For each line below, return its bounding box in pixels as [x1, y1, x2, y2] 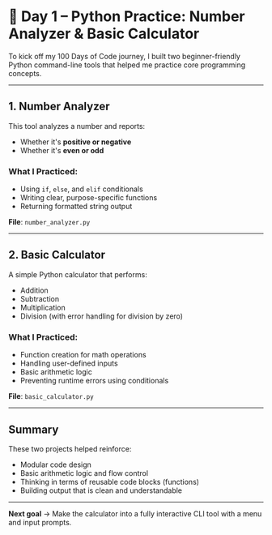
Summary [8, 422, 59, 436]
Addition [19, 285, 49, 295]
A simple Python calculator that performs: [8, 269, 147, 279]
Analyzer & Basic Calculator [8, 24, 200, 43]
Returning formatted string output [19, 202, 133, 212]
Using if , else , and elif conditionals [19, 184, 143, 194]
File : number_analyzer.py [8, 217, 91, 227]
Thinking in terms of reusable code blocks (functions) [19, 477, 200, 486]
